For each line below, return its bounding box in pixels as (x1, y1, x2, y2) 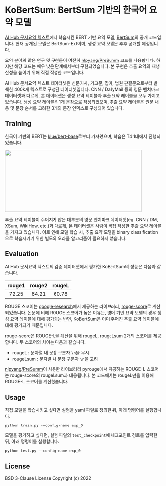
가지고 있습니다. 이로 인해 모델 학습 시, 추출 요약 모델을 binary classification (10, 229, 158, 235)
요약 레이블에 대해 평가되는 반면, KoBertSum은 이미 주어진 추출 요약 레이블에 (10, 316, 159, 322)
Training (5, 120, 32, 128)
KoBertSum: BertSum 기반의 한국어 (5, 4, 147, 16)
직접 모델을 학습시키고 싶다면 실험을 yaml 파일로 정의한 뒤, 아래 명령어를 (5, 407, 145, 413)
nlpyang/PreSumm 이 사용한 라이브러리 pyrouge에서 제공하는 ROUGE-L (5, 366, 146, 372)
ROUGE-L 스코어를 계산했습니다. (5, 378, 69, 384)
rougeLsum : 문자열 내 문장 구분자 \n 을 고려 (12, 356, 98, 362)
